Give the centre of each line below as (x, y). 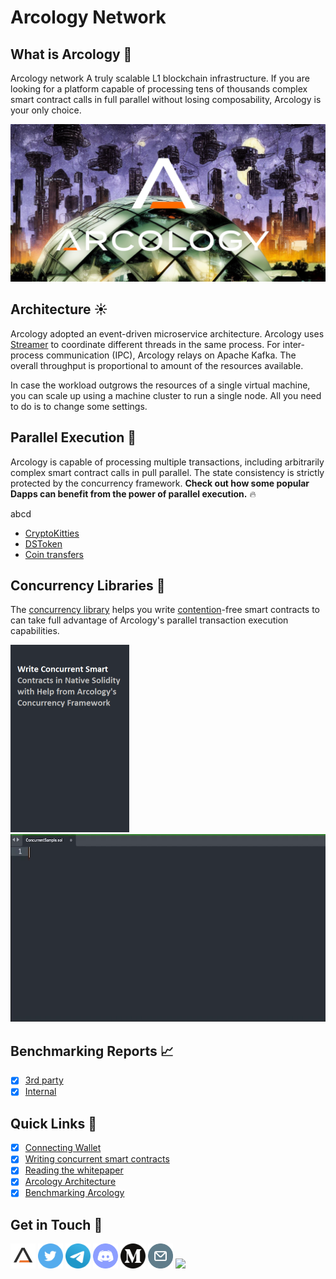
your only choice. (46, 110)
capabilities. (35, 631)
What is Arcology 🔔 (71, 54)
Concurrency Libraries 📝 (88, 586)
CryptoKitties (52, 533)
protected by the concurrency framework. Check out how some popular (160, 483)
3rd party (44, 1080)
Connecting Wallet (63, 1148)
